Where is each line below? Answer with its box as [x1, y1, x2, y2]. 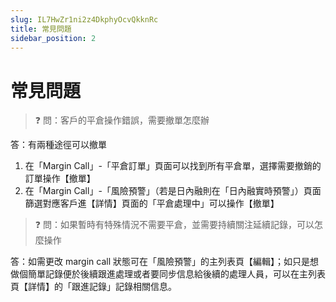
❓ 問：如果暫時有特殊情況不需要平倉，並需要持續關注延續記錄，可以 [34, 219, 315, 231]
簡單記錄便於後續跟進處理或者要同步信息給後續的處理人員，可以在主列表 [27, 268, 326, 280]
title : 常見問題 [10, 24, 72, 34]
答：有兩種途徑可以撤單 [10, 139, 107, 151]
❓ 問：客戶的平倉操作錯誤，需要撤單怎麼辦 [34, 114, 210, 126]
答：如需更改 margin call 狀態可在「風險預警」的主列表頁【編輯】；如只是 [10, 256, 310, 268]
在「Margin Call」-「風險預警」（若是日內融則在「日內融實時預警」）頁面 [24, 185, 322, 197]
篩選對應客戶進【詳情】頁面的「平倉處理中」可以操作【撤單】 [24, 197, 280, 210]
